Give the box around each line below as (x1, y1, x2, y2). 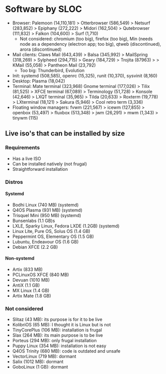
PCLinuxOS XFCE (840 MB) (12, 272, 69, 278)
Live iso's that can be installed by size (5, 129, 125, 138)
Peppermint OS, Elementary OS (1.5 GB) (12, 233, 94, 239)
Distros (5, 178, 23, 185)
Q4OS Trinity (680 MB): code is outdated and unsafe (12, 348, 121, 354)
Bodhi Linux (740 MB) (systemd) (12, 202, 79, 208)
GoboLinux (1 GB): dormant (12, 364, 68, 370)
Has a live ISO (12, 155, 41, 161)
